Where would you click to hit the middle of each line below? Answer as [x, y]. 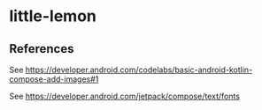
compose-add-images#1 [54, 79]
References [42, 49]
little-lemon [53, 16]
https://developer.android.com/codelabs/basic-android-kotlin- [139, 70]
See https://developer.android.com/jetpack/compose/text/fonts [125, 96]
